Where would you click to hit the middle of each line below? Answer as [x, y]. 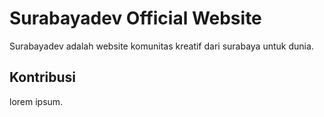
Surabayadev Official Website [135, 18]
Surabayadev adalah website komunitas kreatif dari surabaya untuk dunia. [161, 46]
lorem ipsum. [36, 101]
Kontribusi [43, 77]
